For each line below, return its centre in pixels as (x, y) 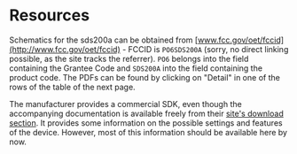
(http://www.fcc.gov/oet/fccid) (65, 49)
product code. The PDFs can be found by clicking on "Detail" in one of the (145, 77)
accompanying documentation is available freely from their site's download (146, 113)
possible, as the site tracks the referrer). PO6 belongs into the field (129, 58)
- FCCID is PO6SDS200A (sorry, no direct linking (206, 49)
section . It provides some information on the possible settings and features (146, 123)
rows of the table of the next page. (72, 87)
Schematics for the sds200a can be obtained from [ (104, 40)
